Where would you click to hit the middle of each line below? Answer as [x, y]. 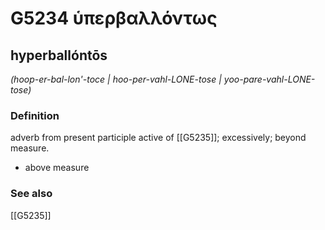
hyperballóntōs [59, 55]
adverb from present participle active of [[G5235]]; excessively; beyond [158, 138]
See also [31, 194]
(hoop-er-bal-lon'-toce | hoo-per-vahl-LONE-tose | [116, 79]
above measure [57, 168]
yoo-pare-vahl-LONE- [269, 79]
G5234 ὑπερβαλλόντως [114, 18]
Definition [35, 115]
